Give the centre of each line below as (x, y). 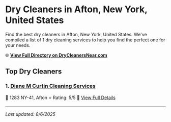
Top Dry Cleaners (34, 72)
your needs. (18, 45)
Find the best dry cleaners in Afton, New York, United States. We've (76, 34)
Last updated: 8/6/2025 (31, 114)
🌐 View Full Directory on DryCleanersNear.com (56, 55)
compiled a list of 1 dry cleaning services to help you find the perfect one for (85, 40)
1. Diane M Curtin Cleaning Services (50, 86)
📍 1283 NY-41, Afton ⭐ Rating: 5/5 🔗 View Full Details (61, 97)
